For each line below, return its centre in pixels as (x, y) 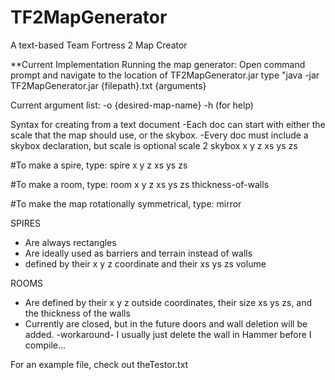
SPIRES (26, 223)
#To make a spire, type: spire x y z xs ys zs (99, 165)
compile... (45, 345)
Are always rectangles (70, 242)
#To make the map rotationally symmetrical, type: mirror (126, 203)
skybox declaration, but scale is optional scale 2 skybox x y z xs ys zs (154, 145)
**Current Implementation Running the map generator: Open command (158, 64)
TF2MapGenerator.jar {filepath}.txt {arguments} (108, 85)
